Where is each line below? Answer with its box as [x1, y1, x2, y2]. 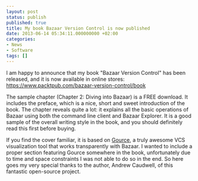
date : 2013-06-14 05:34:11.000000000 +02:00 [6, 31, 118, 37]
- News [6, 42, 23, 48]
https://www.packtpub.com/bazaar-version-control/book [6, 81, 146, 89]
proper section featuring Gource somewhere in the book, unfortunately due [6, 149, 191, 156]
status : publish [6, 14, 46, 20]
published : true [6, 20, 46, 26]
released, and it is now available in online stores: [6, 75, 125, 82]
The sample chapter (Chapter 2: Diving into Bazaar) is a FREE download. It [6, 93, 188, 100]
